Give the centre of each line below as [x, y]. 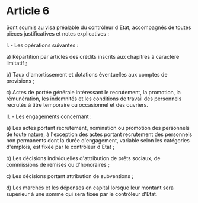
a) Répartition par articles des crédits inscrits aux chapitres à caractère [93, 56]
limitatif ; [17, 63]
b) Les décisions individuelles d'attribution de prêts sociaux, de [83, 158]
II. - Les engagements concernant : [49, 116]
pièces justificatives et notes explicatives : [58, 33]
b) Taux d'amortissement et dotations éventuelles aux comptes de [87, 74]
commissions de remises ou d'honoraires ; [58, 164]
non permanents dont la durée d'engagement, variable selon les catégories [98, 140]
